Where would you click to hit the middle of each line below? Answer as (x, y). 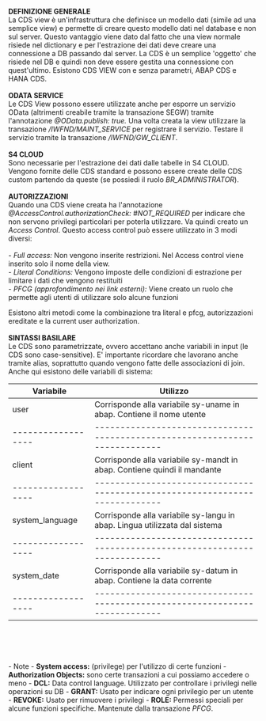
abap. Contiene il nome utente (150, 414)
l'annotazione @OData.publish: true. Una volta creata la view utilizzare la (127, 121)
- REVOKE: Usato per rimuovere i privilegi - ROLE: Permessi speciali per (126, 700)
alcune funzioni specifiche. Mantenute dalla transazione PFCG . (111, 708)
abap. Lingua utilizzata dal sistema (159, 525)
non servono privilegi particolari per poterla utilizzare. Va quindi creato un (128, 222)
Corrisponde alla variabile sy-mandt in (166, 460)
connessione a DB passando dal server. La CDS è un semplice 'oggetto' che (132, 53)
